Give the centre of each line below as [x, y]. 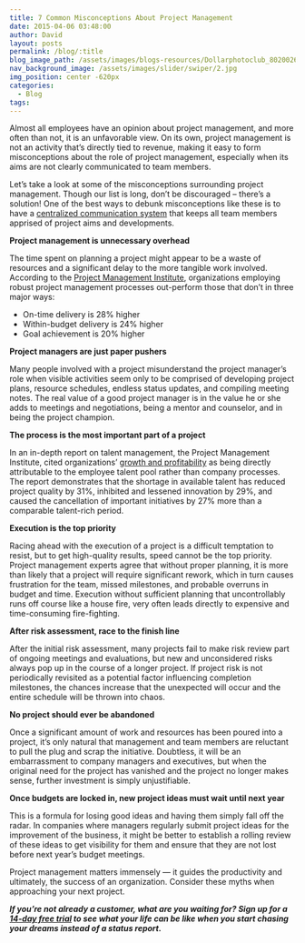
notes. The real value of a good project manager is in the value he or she [145, 398]
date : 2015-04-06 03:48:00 [60, 26]
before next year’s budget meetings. [77, 855]
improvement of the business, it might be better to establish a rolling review [150, 835]
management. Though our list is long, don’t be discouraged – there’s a [140, 194]
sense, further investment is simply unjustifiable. [100, 781]
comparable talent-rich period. [67, 511]
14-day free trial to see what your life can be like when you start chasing [149, 918]
